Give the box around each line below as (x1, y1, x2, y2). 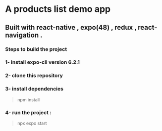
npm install (17, 96, 40, 102)
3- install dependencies (5, 86, 63, 92)
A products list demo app (5, 3, 110, 15)
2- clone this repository (5, 72, 63, 79)
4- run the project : (5, 109, 52, 116)
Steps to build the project (5, 45, 67, 52)
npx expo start (17, 120, 47, 126)
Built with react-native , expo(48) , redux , (5, 23, 137, 32)
